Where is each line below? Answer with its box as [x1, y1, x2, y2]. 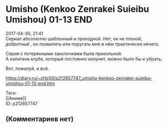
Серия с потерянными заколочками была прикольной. [5, 51, 123, 57]
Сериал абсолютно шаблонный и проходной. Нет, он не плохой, [5, 36, 143, 42]
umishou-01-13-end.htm [5, 80, 55, 86]
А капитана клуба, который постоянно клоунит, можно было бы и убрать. [5, 56, 163, 62]
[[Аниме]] [5, 95, 26, 101]
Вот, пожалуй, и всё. [5, 65, 49, 71]
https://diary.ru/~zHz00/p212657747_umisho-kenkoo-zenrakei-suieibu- [5, 75, 153, 81]
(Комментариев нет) [5, 115, 74, 124]
